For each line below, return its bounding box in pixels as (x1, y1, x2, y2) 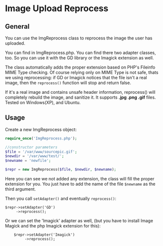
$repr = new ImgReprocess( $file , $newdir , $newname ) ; (5, 167, 117, 172)
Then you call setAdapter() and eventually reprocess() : (5, 195, 117, 202)
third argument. (5, 186, 36, 192)
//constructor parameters (5, 144, 57, 150)
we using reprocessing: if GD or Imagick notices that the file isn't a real (5, 75, 147, 80)
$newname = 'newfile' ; (5, 158, 51, 163)
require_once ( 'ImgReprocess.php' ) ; (5, 136, 77, 141)
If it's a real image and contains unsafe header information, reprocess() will (5, 89, 156, 95)
